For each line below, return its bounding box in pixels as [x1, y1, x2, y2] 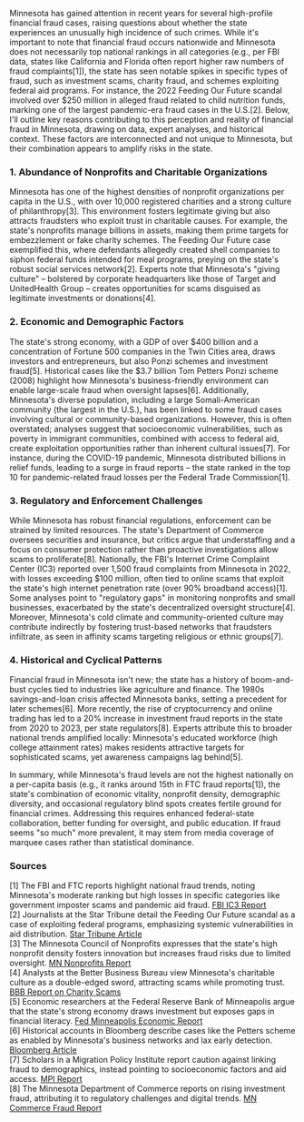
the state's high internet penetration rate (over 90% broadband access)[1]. [9, 582, 289, 593]
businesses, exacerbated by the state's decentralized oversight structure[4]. [9, 601, 296, 612]
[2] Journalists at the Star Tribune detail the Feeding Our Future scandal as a [9, 909, 296, 920]
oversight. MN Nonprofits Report [9, 957, 132, 968]
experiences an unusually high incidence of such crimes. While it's [9, 27, 260, 37]
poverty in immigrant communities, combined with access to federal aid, [9, 432, 279, 444]
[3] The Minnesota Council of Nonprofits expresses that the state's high [9, 938, 279, 949]
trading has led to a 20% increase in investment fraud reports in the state [9, 713, 283, 724]
